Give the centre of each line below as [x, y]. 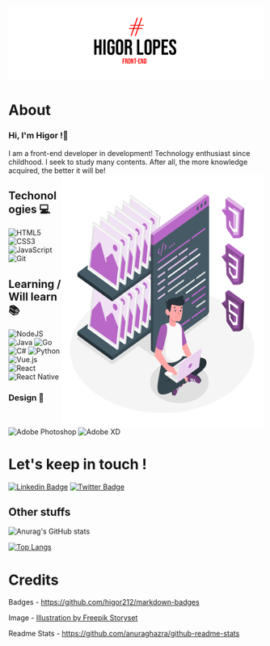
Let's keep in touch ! [78, 464]
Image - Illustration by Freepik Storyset [73, 618]
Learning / [35, 284]
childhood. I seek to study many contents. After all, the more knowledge [128, 162]
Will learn [33, 296]
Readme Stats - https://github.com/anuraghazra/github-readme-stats [124, 634]
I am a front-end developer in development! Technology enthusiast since [129, 153]
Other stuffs [40, 512]
